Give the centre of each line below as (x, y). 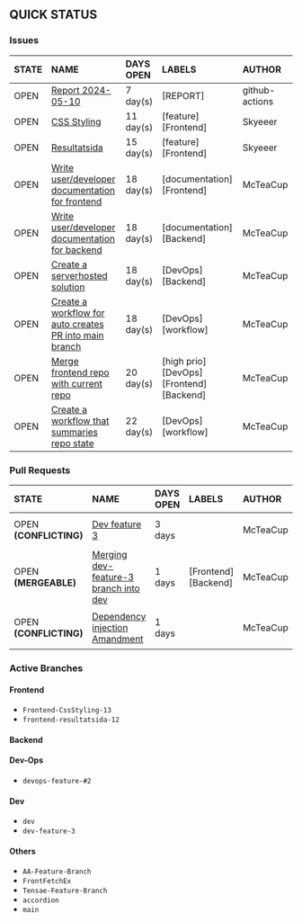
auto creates (78, 324)
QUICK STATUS (53, 15)
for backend (76, 249)
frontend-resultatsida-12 (71, 720)
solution (68, 287)
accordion (41, 900)
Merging (110, 554)
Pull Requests (40, 470)
